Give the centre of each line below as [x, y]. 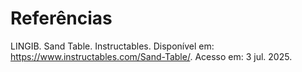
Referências [61, 18]
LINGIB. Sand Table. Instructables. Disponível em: [112, 46]
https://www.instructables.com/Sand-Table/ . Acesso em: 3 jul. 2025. [151, 56]
